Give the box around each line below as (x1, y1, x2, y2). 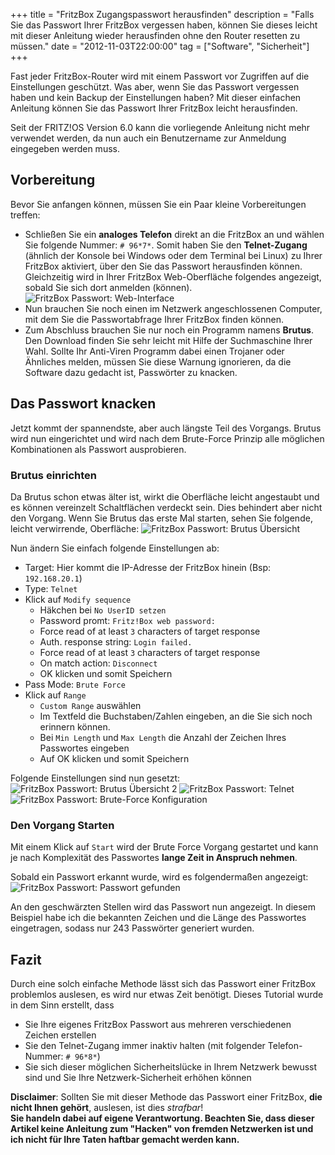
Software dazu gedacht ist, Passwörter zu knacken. (24, 366, 238, 378)
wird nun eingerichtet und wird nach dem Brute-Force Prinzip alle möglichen (10, 432, 325, 444)
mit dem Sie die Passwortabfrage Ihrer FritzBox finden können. (24, 313, 284, 325)
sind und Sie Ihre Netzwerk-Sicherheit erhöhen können (24, 1072, 252, 1084)
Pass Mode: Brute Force (24, 678, 126, 690)
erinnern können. (39, 720, 111, 733)
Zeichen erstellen (24, 1029, 97, 1041)
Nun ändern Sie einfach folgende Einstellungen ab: (10, 542, 220, 554)
